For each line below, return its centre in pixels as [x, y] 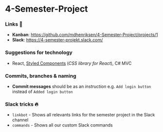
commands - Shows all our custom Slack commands [62, 125]
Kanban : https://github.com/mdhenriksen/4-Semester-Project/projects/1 [85, 35]
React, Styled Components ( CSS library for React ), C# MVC [72, 63]
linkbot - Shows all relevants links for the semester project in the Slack [83, 115]
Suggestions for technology [39, 53]
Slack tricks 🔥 [22, 104]
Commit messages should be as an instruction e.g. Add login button [81, 87]
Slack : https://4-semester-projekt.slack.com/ [57, 40]
